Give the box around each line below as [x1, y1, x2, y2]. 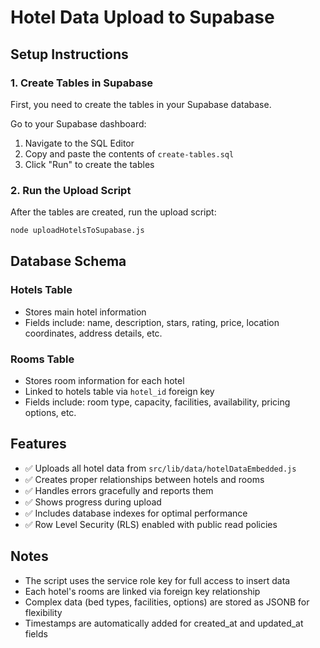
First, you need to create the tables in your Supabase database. [10, 98, 272, 110]
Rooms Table [10, 352, 75, 366]
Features [10, 436, 67, 453]
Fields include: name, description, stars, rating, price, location [24, 316, 280, 328]
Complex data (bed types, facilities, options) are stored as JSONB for [24, 596, 310, 608]
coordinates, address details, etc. [24, 327, 163, 339]
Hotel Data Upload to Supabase [10, 6, 275, 29]
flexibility [24, 606, 63, 618]
